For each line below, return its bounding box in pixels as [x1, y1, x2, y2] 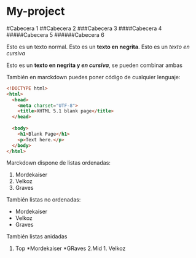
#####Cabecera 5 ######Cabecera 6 [6, 31, 104, 38]
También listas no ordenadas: [6, 196, 81, 203]
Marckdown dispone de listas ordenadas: [6, 159, 111, 166]
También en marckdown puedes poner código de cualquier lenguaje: [6, 73, 181, 80]
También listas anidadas [6, 233, 68, 240]
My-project [6, 4, 65, 18]
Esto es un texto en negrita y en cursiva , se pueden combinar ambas [6, 61, 183, 69]
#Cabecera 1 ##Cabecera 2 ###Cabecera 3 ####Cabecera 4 [6, 25, 162, 32]
